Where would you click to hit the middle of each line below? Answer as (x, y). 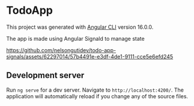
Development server (45, 75)
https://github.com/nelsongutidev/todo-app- (61, 50)
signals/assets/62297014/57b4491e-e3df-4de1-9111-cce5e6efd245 (90, 56)
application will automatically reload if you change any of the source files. (97, 96)
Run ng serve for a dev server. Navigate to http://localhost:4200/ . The (95, 90)
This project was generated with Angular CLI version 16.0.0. (80, 27)
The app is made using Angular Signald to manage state (76, 38)
